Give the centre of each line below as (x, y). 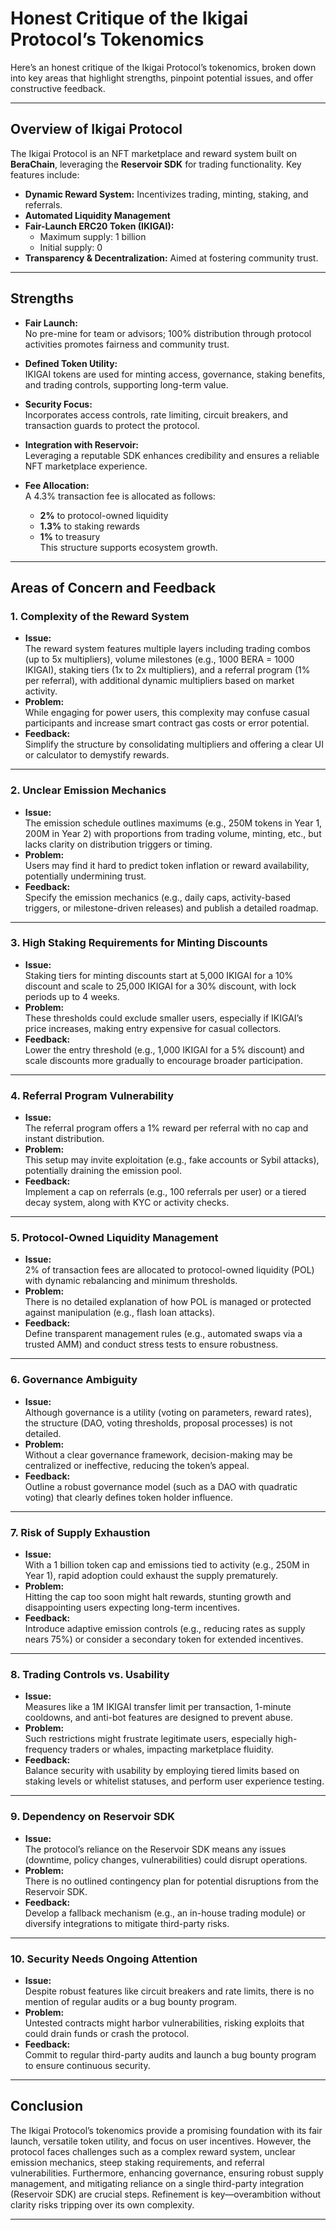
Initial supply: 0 (71, 247)
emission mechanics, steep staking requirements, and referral (137, 2162)
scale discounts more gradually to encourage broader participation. (163, 1060)
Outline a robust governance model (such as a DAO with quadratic (161, 1486)
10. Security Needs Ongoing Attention (104, 1959)
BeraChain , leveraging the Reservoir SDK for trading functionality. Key (156, 164)
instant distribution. (64, 1139)
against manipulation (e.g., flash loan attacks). (120, 1313)
